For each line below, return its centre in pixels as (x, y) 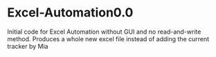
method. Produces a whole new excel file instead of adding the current (108, 38)
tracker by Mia (28, 46)
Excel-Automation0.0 (70, 13)
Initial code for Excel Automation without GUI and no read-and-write (104, 32)
